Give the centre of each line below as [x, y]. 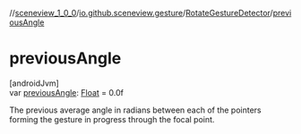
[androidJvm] [34, 83]
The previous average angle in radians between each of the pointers [135, 110]
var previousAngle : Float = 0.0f [66, 92]
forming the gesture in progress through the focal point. [112, 119]
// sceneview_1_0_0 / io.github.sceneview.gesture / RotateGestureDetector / [141, 13]
